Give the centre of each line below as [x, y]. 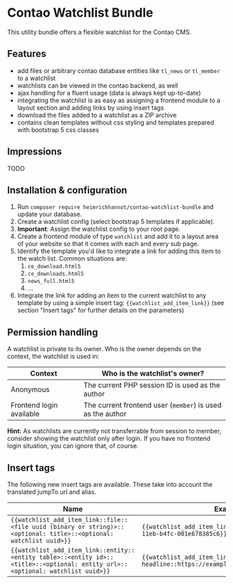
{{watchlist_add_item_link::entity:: [73, 550]
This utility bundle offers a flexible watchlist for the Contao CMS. [100, 32]
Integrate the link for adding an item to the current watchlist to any [112, 295]
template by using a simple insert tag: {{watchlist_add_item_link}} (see [121, 303]
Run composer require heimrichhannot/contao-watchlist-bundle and [115, 207]
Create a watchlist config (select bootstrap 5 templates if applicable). [116, 222]
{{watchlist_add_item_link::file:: [69, 520]
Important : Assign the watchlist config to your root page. [99, 229]
